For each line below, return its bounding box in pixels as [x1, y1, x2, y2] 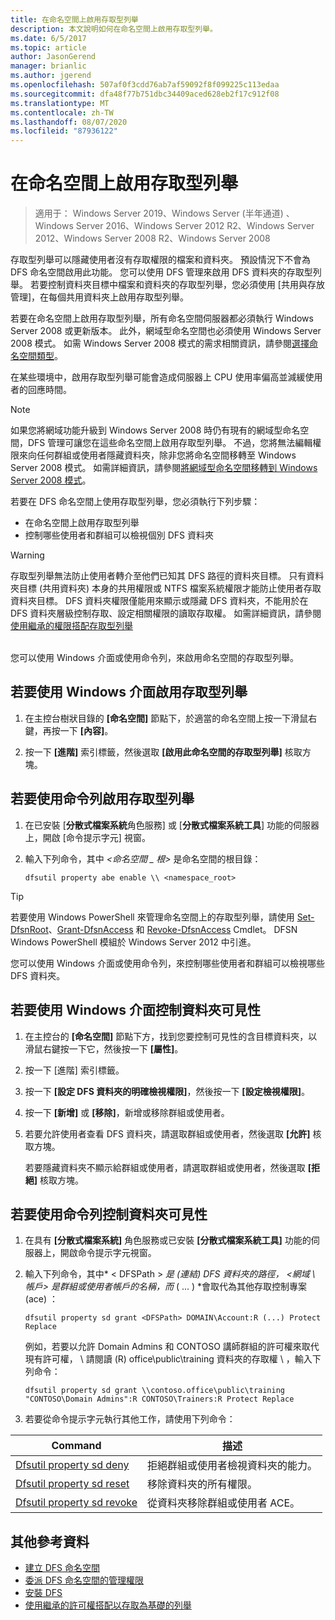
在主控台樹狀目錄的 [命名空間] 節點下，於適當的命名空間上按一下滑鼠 [24, 712, 309, 724]
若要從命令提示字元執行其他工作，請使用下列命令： [24, 1413, 236, 1425]
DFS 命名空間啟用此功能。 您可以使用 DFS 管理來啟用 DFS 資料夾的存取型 [10, 266, 313, 278]
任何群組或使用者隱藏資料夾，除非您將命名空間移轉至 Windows [36, 449, 297, 461]
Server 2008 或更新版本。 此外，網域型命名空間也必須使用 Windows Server [10, 325, 322, 337]
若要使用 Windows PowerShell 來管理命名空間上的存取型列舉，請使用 [10, 911, 295, 923]
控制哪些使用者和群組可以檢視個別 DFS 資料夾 [24, 529, 215, 541]
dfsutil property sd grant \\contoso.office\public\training [24, 1386, 286, 1396]
